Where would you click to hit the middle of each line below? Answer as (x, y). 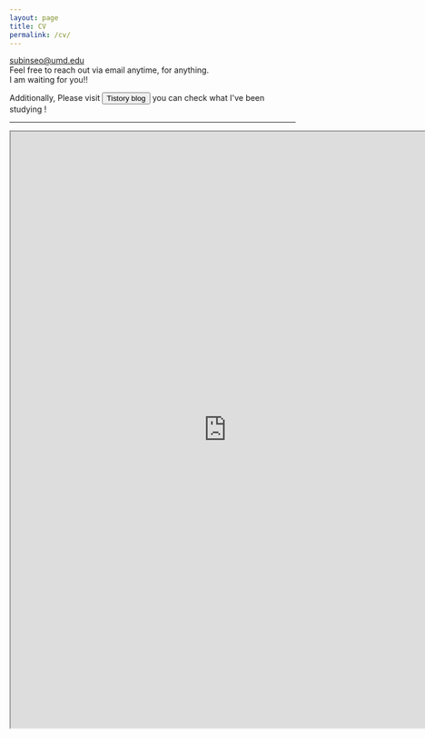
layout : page (34, 18)
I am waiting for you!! (49, 80)
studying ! (28, 109)
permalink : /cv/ (40, 35)
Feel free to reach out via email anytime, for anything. (109, 70)
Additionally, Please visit (55, 98)
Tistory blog (126, 99)
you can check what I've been (208, 98)
